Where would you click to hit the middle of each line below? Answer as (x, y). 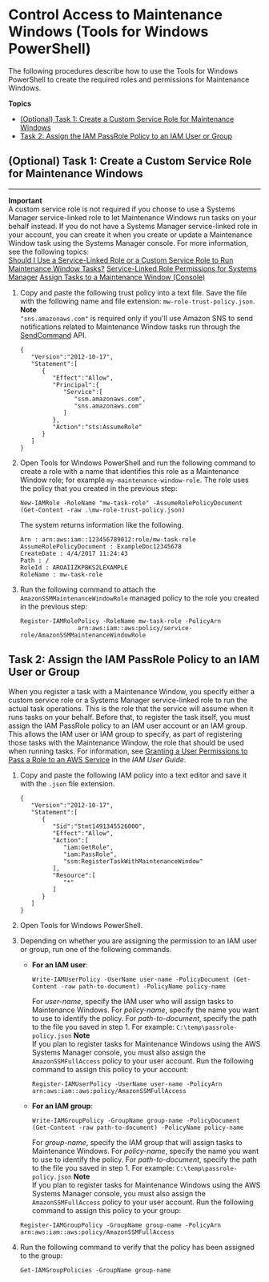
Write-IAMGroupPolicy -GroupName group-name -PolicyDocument (136, 1120)
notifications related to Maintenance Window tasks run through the (130, 327)
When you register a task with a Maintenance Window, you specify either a (131, 691)
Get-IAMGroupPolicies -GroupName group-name (95, 1270)
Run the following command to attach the (88, 589)
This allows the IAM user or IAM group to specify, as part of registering (125, 733)
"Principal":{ (76, 385)
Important (25, 200)
